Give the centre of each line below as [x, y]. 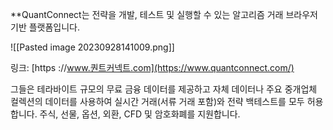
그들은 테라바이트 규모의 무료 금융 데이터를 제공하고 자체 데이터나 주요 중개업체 [164, 89]
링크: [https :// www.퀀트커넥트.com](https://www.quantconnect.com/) [152, 67]
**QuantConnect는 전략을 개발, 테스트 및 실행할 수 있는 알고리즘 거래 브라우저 [164, 14]
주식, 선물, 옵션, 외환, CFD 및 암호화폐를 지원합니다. [140, 114]
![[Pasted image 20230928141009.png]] [92, 47]
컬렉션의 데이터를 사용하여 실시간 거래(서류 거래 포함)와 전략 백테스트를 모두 [157, 101]
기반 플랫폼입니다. [45, 27]
